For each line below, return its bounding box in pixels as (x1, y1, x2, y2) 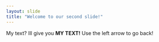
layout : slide (6, 8, 41, 14)
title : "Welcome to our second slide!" (6, 14, 103, 20)
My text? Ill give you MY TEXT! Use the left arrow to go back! (6, 29, 154, 36)
